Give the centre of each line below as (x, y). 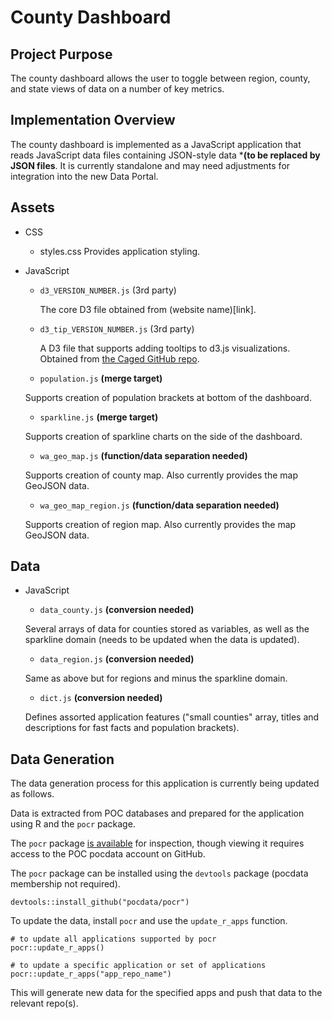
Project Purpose (61, 54)
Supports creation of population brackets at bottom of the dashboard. (168, 397)
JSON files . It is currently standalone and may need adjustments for (150, 165)
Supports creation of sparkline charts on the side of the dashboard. (163, 436)
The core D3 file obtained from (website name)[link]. (148, 309)
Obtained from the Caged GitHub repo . (119, 358)
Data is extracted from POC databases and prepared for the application (157, 813)
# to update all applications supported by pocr (113, 939)
